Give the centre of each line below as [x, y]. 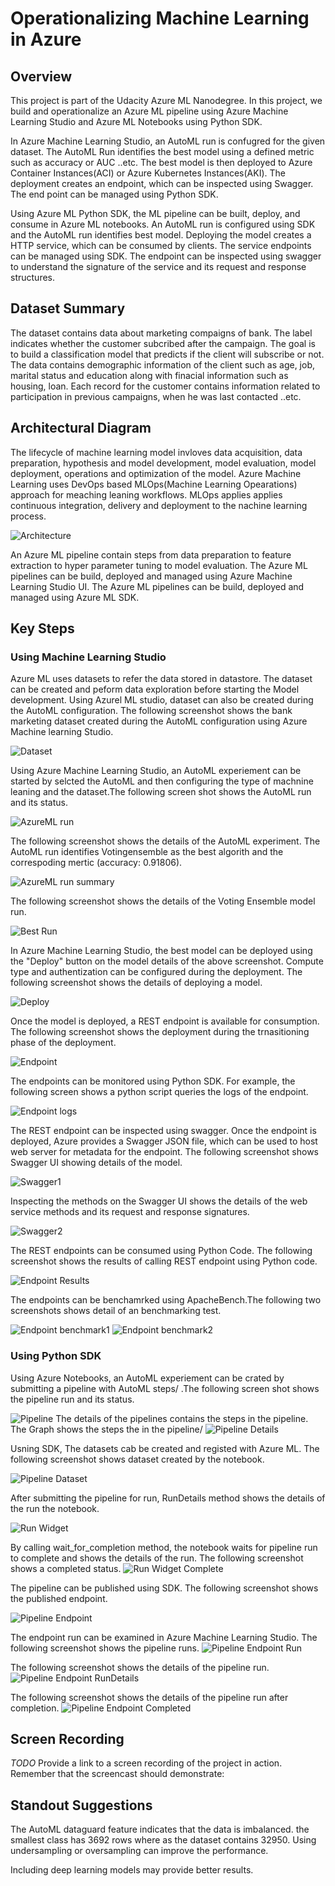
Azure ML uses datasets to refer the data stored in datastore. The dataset [161, 679]
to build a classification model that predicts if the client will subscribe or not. [167, 354]
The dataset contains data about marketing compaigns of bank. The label [161, 333]
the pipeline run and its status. [72, 1399]
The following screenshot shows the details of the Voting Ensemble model [163, 901]
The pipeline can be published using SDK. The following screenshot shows [164, 1588]
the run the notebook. [55, 1508]
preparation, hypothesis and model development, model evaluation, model [163, 463]
